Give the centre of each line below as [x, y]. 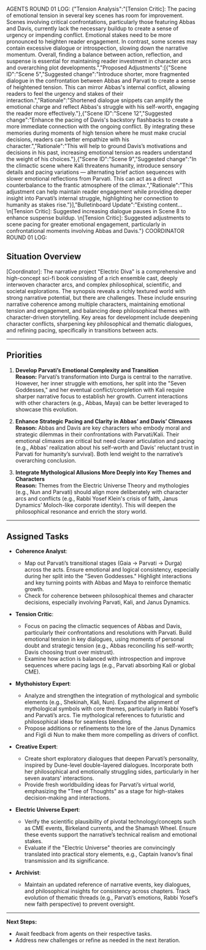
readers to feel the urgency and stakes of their [65, 94]
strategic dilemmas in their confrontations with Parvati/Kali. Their [97, 434]
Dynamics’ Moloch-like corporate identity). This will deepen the [95, 505]
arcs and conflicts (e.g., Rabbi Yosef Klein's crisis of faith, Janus [96, 498]
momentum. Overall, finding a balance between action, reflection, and [94, 54]
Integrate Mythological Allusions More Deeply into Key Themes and [103, 472]
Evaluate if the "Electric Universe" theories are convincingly [100, 848]
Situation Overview [44, 257]
